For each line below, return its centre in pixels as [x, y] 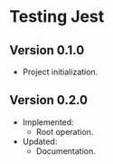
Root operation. [65, 131]
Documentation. [66, 150]
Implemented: [48, 122]
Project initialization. [60, 72]
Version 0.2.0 [49, 100]
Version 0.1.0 [47, 50]
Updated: [40, 141]
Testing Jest [57, 17]
